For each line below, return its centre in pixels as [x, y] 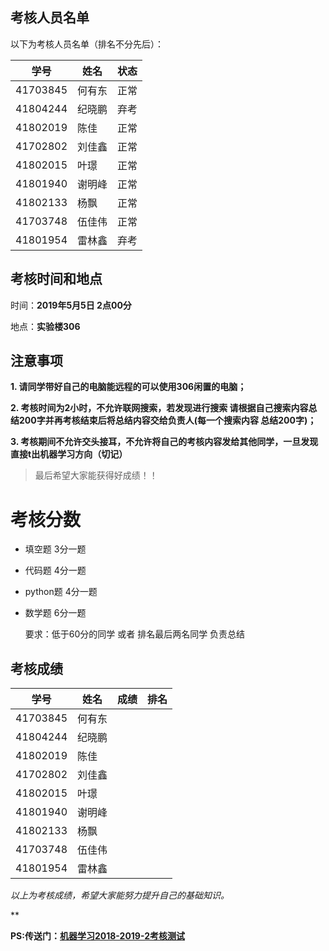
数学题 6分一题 [55, 613]
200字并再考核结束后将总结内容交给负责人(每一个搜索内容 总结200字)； [167, 420]
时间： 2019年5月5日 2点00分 [71, 305]
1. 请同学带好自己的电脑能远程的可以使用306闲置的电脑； [128, 387]
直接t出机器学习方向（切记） [69, 454]
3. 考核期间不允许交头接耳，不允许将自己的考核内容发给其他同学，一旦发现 [164, 442]
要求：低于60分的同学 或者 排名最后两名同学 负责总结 [135, 634]
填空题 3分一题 [55, 549]
